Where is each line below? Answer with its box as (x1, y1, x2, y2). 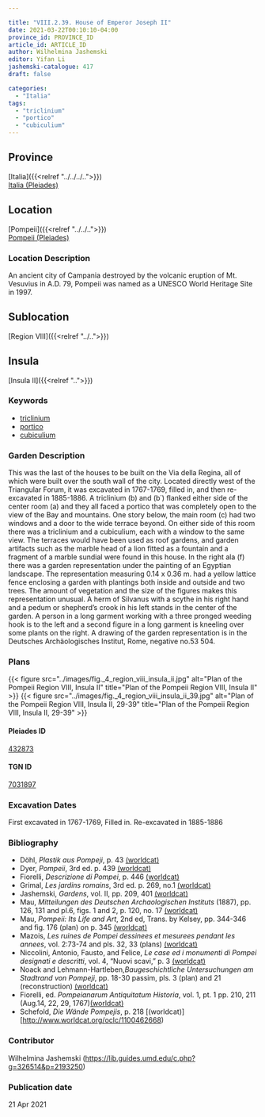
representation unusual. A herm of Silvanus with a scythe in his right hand (8, 594, 249, 604)
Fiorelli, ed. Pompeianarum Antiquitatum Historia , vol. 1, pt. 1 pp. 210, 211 (19, 990, 256, 1000)
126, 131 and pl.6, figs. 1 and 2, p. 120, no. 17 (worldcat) (19, 906, 199, 915)
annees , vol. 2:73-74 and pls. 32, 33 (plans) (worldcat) (19, 939, 198, 949)
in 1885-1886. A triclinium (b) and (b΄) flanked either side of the (43, 493, 248, 503)
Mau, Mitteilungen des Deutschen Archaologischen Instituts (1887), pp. (19, 897, 252, 907)
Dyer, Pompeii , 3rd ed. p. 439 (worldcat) (19, 864, 152, 873)
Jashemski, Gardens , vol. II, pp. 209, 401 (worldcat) (19, 889, 188, 899)
